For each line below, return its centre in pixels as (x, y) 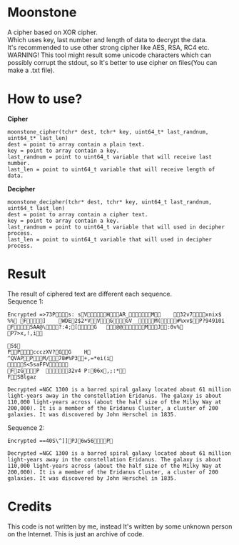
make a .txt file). (31, 70)
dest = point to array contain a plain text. (76, 144)
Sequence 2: (26, 427)
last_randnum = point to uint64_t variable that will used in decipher (116, 227)
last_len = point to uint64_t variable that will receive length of (111, 169)
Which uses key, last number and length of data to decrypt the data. (107, 39)
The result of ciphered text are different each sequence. (90, 294)
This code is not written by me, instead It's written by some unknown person (120, 526)
